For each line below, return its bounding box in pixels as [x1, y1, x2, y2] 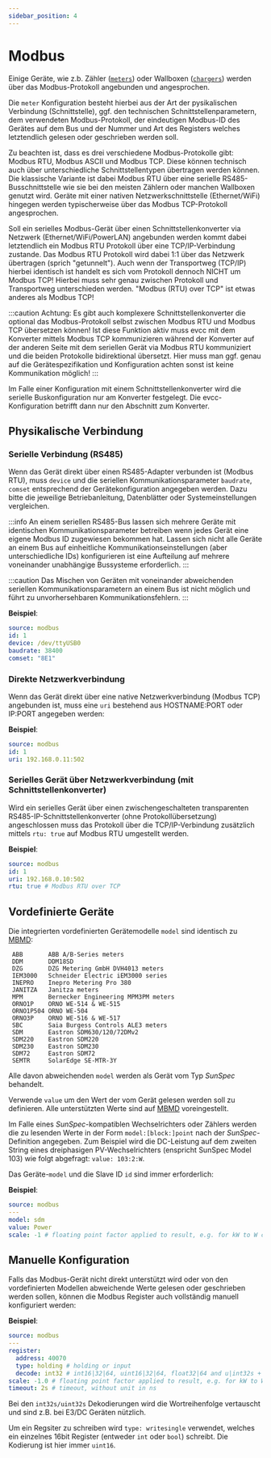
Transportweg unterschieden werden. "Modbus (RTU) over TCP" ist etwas [8, 284, 256, 294]
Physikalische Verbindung [8, 424, 144, 437]
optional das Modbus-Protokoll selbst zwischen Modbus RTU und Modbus [8, 316, 256, 326]
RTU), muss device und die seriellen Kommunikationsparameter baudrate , [8, 475, 252, 485]
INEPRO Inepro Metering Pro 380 [11, 979, 131, 987]
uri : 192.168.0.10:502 [8, 875, 85, 883]
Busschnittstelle [8, 182, 62, 192]
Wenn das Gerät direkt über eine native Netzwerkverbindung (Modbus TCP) [8, 691, 261, 701]
